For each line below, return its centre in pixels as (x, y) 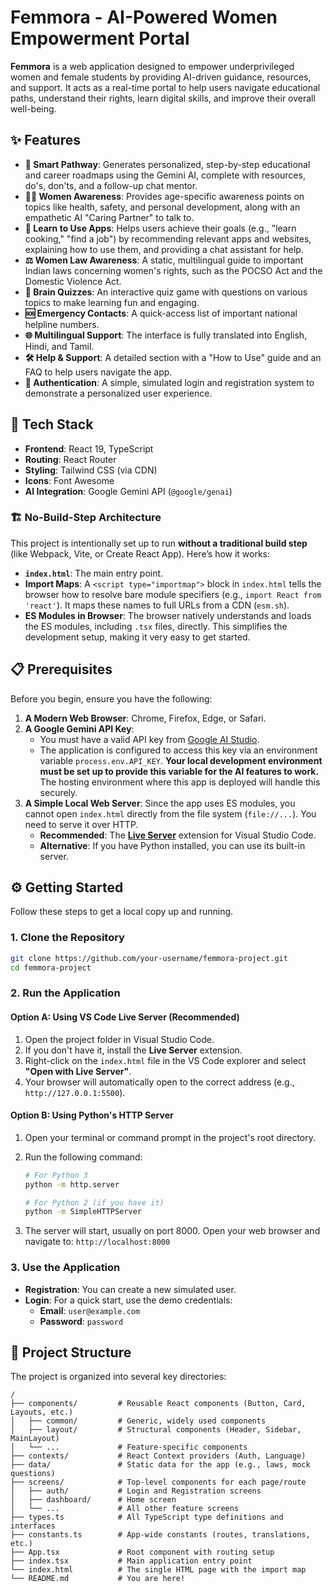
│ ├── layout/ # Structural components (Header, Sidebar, (156, 1430)
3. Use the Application (65, 1268)
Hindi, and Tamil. (59, 346)
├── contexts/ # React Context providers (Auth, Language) (158, 1456)
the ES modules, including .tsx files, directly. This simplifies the (156, 626)
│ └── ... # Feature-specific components (129, 1447)
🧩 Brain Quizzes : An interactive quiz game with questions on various (166, 292)
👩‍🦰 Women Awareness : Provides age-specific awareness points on (164, 196)
